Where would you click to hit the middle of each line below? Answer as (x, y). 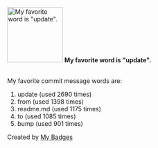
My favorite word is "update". (108, 60)
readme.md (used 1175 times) (59, 109)
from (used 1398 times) (51, 102)
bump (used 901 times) (50, 123)
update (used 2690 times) (54, 94)
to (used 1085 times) (46, 116)
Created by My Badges (40, 137)
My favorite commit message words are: (65, 81)
